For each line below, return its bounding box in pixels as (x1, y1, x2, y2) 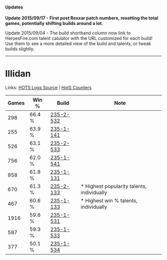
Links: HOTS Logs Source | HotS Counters (5, 85, 92, 91)
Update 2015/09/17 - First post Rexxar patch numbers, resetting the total (5, 15, 159, 21)
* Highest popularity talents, (81, 183, 147, 190)
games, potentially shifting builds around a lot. (5, 20, 103, 26)
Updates (5, 4, 23, 10)
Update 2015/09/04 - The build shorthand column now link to (5, 30, 131, 36)
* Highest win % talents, (81, 197, 138, 204)
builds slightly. (5, 46, 35, 52)
